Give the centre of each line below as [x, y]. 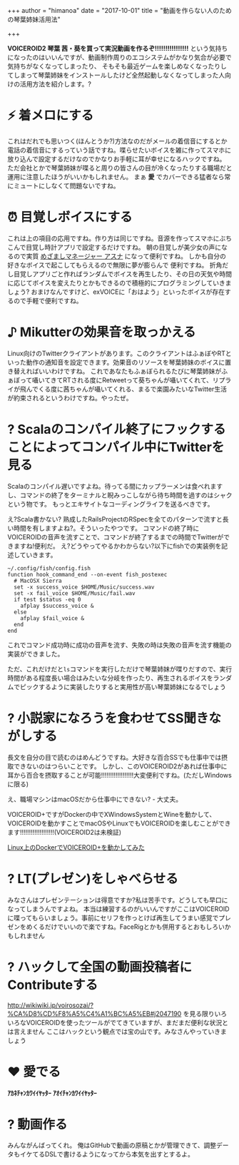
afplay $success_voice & [57, 606]
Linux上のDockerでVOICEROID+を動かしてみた [76, 847]
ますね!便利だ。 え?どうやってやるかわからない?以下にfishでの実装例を [117, 546]
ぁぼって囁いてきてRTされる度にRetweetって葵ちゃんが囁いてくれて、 [110, 380]
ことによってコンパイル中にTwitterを [116, 447]
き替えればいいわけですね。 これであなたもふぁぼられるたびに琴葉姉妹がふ [118, 371]
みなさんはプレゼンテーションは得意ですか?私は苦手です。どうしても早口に [118, 900]
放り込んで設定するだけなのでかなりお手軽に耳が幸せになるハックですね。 [117, 158]
